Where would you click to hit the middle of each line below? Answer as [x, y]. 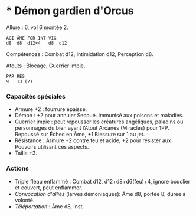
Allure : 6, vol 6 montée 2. [37, 27]
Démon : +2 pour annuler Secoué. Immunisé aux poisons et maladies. [99, 116]
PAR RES [16, 76]
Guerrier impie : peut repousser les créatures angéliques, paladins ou [99, 122]
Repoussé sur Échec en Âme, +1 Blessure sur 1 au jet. [80, 135]
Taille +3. [26, 153]
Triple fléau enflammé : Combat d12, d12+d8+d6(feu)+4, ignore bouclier [102, 181]
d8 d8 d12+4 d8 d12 [37, 43]
